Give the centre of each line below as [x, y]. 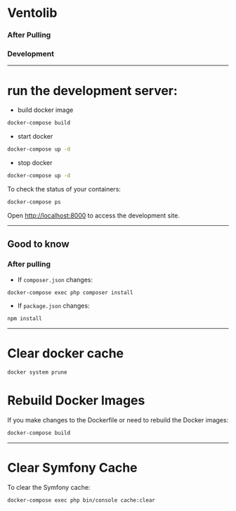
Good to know [38, 244]
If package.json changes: [53, 306]
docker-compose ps [34, 202]
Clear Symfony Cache [72, 468]
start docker [35, 137]
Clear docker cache [66, 354]
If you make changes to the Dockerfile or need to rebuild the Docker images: [118, 420]
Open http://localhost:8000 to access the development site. [94, 215]
